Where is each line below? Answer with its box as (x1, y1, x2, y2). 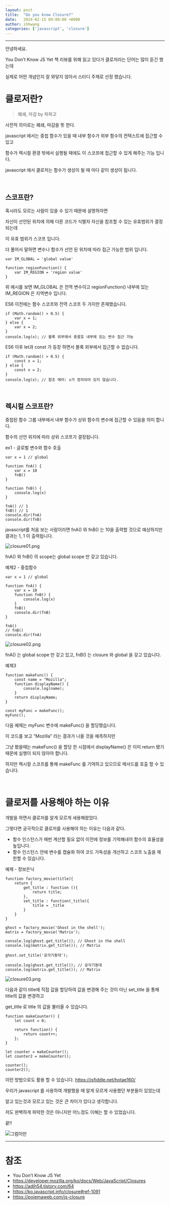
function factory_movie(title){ (5, 876, 73, 881)
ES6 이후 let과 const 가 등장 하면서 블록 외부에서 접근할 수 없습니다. (5, 344, 139, 350)
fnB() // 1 (5, 508, 28, 513)
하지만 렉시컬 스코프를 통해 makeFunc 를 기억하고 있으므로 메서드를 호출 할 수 (5, 761, 159, 767)
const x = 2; (14, 367, 42, 373)
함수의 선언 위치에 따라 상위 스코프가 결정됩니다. (5, 434, 100, 440)
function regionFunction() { (5, 265, 67, 270)
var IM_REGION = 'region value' (14, 270, 82, 275)
